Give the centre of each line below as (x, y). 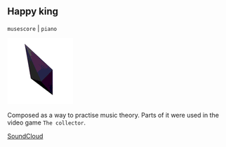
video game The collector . (47, 122)
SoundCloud (25, 136)
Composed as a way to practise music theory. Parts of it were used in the (113, 115)
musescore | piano (32, 28)
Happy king (33, 12)
